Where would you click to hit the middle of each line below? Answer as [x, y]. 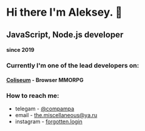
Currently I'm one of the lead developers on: [73, 66]
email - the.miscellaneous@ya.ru [56, 115]
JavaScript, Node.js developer [65, 35]
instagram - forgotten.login [49, 121]
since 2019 [20, 50]
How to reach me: [33, 95]
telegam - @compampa [45, 109]
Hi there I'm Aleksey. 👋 [64, 12]
